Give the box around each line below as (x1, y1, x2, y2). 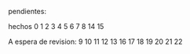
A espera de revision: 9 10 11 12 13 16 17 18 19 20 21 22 (8, 37, 183, 46)
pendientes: (8, 7, 47, 16)
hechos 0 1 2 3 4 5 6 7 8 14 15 (8, 22, 104, 31)
